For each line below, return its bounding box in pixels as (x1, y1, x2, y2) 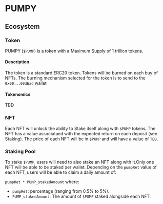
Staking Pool (5, 148, 36, 155)
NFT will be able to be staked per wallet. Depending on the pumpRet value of (5, 164, 157, 170)
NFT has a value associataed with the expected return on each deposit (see (5, 130, 158, 136)
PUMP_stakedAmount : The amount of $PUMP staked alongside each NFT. (12, 193, 151, 199)
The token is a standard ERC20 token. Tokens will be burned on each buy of (5, 70, 158, 76)
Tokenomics (5, 91, 31, 97)
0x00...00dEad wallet (5, 80, 47, 86)
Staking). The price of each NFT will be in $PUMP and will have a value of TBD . (5, 136, 158, 142)
